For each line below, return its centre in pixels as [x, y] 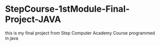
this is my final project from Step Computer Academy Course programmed [80, 33]
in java [12, 38]
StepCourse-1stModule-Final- [67, 9]
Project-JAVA [33, 19]
